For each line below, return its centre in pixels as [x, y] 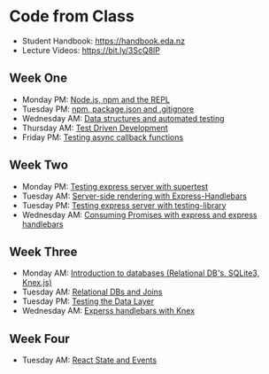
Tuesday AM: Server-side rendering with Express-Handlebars [134, 196]
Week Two [39, 165]
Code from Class [72, 16]
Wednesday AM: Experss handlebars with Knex [108, 311]
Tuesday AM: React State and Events [89, 360]
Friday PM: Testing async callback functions [103, 137]
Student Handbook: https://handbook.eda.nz [104, 41]
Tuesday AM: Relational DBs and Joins [92, 292]
